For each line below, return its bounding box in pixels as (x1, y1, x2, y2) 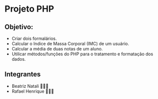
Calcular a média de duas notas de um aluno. (11, 46, 103, 51)
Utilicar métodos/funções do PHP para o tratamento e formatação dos (11, 51, 154, 57)
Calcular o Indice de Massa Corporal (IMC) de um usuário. (11, 41, 129, 47)
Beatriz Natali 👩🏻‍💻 (11, 83, 49, 89)
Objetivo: (4, 23, 34, 31)
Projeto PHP (4, 3, 54, 15)
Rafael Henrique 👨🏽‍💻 (11, 88, 54, 94)
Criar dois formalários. (11, 35, 57, 41)
